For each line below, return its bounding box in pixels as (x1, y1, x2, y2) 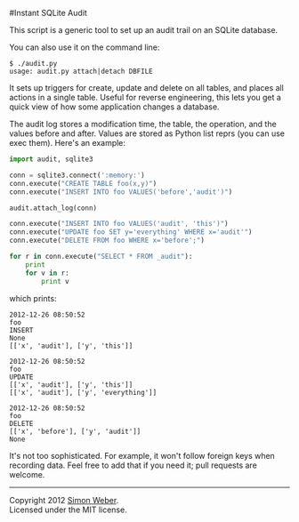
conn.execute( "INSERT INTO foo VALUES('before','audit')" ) (9, 187, 233, 197)
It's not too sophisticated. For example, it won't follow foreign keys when (9, 450, 276, 461)
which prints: (9, 293, 57, 303)
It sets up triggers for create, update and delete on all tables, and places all (9, 83, 285, 92)
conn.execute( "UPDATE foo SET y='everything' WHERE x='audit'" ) (9, 228, 253, 237)
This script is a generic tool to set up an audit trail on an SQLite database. (9, 25, 279, 35)
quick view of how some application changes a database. (9, 101, 220, 112)
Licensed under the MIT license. (9, 504, 127, 515)
